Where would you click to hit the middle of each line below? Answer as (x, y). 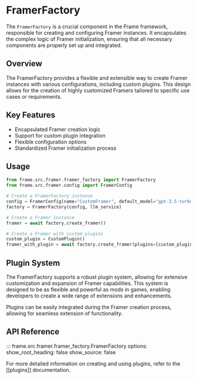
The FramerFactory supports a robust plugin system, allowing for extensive (97, 277)
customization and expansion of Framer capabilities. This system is (87, 283)
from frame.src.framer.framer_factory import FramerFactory (81, 180)
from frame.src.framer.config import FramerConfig (69, 186)
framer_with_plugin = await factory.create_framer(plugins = (81, 244)
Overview (24, 64)
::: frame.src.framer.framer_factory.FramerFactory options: (77, 346)
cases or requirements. (34, 96)
